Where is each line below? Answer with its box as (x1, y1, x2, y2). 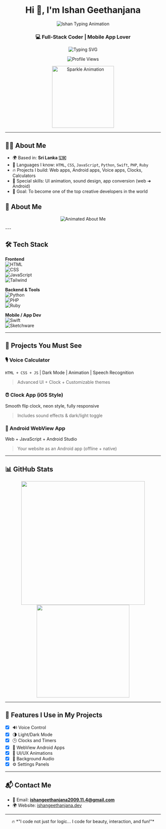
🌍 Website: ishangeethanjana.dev (12, 802, 82, 808)
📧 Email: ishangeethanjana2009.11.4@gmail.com (12, 796, 115, 803)
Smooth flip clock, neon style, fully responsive (5, 403, 99, 409)
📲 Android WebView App (5, 425, 66, 432)
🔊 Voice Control (12, 724, 46, 730)
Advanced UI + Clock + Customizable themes (17, 379, 110, 385)
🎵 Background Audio (12, 755, 54, 761)
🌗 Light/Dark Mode (12, 732, 53, 737)
